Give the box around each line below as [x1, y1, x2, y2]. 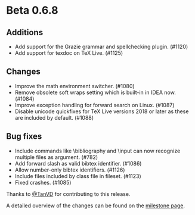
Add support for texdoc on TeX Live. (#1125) [14, 49, 123, 57]
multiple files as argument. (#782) [14, 153, 98, 161]
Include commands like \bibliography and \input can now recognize [14, 147, 181, 154]
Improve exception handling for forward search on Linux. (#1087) [14, 101, 175, 108]
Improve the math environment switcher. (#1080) [14, 82, 135, 89]
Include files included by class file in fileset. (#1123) [14, 172, 141, 179]
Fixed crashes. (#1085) [14, 179, 72, 186]
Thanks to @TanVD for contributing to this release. [6, 190, 131, 197]
